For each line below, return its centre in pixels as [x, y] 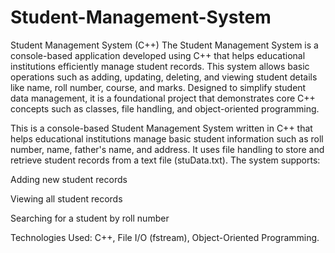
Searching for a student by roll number [90, 218]
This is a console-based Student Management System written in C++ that [161, 128]
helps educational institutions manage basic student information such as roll [167, 138]
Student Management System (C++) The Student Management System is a [164, 45]
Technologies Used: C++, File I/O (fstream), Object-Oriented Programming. [165, 237]
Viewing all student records [66, 198]
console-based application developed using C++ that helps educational [158, 55]
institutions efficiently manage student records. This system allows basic [160, 66]
